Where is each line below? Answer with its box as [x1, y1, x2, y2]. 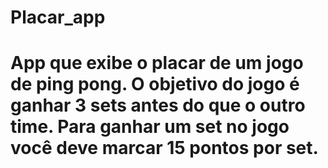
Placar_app [10, 6, 106, 29]
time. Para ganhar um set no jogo [10, 116, 290, 138]
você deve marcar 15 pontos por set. [10, 137, 319, 160]
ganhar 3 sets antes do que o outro [10, 94, 306, 117]
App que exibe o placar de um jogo [10, 52, 304, 75]
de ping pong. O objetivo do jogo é [10, 73, 300, 96]
